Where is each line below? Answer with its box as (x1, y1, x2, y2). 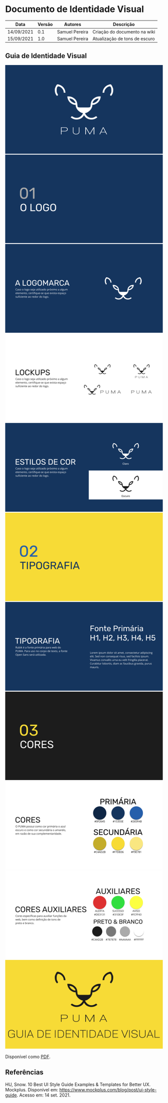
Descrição (112, 21, 135, 27)
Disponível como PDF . (5, 1054, 51, 1060)
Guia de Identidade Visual (5, 51, 87, 60)
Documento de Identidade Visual (5, 3, 144, 15)
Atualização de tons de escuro (92, 35, 155, 41)
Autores (64, 21, 81, 27)
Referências (5, 1068, 44, 1077)
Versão (37, 21, 53, 27)
